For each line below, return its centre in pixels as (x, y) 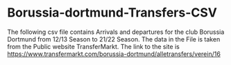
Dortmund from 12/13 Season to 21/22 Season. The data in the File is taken (114, 39)
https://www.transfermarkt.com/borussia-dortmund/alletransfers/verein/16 (114, 54)
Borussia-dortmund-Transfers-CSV (112, 13)
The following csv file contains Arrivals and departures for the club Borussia (116, 32)
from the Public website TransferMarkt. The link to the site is (94, 46)
